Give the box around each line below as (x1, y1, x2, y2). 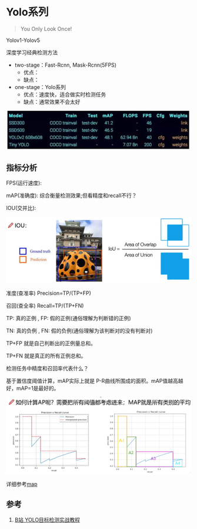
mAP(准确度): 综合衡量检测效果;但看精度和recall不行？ (6, 192, 137, 199)
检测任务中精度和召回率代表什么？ (6, 364, 89, 372)
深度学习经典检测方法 (6, 48, 58, 56)
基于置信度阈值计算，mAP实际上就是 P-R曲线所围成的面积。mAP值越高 (6, 377, 178, 384)
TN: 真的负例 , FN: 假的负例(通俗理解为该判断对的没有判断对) (6, 327, 153, 334)
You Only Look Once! (20, 25, 72, 32)
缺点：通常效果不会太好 (23, 98, 81, 105)
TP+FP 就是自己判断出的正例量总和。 (6, 340, 96, 347)
